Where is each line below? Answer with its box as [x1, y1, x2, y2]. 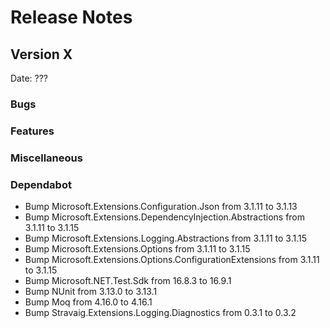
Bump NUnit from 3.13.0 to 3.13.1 [24, 286, 158, 298]
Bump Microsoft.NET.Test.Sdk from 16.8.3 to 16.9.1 [24, 275, 232, 287]
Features [10, 124, 55, 138]
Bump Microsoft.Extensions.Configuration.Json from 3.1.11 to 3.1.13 [24, 201, 298, 213]
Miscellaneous [10, 151, 83, 165]
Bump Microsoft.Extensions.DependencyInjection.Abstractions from [24, 211, 306, 223]
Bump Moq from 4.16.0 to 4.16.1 [24, 296, 153, 308]
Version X [10, 46, 73, 63]
